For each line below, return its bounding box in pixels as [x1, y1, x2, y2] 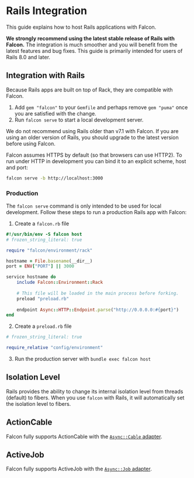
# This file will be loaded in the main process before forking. [16, 290, 179, 296]
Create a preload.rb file [14, 323, 72, 330]
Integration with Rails [6, 70, 85, 80]
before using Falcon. [6, 140, 56, 147]
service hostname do [6, 274, 57, 280]
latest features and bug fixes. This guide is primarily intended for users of [6, 47, 183, 54]
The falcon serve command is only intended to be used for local [6, 202, 162, 209]
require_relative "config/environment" [6, 345, 103, 351]
